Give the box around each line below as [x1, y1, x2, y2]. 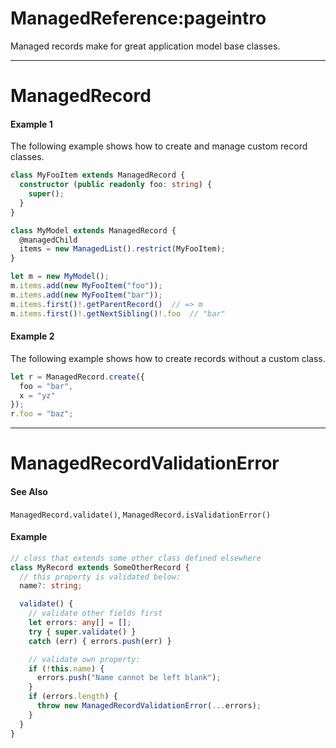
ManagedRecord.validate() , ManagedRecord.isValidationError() [10, 508, 272, 520]
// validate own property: [28, 654, 141, 664]
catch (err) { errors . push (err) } [28, 636, 172, 646]
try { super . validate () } [28, 627, 137, 637]
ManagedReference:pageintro [10, 7, 267, 30]
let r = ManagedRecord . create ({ [10, 372, 145, 382]
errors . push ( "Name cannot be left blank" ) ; [36, 673, 222, 683]
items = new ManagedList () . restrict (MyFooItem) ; [19, 244, 226, 254]
